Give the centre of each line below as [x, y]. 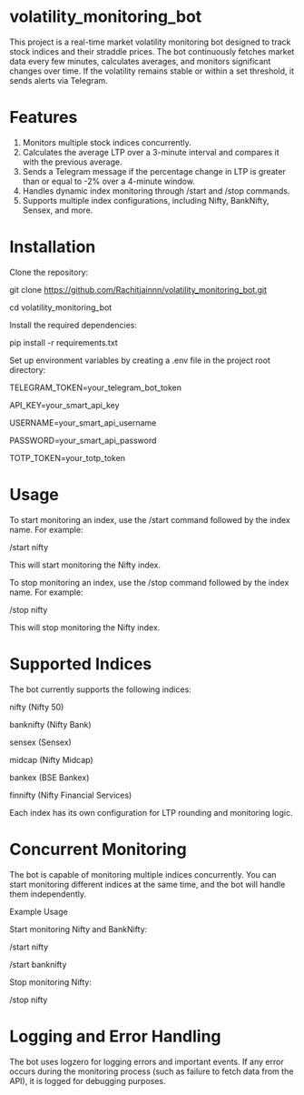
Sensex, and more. [58, 210]
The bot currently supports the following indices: [101, 689]
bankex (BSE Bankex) [49, 777]
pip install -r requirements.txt [64, 342]
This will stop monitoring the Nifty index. [85, 627]
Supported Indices [81, 663]
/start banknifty [38, 964]
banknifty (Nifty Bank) [51, 724]
